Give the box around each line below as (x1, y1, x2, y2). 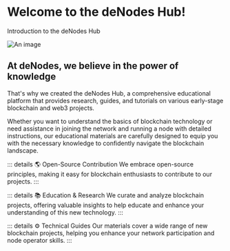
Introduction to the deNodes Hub (7, 27, 101, 35)
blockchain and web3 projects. (7, 104, 95, 112)
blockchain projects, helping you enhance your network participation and (7, 228, 215, 237)
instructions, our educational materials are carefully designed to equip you (7, 131, 218, 140)
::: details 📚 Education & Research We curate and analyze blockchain (7, 190, 205, 199)
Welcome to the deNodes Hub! (7, 4, 186, 20)
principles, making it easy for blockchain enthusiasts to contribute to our (7, 170, 212, 178)
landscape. (7, 146, 39, 155)
